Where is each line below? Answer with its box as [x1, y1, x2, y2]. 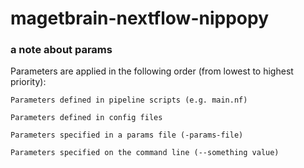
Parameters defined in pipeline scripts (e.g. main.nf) [10, 95, 248, 106]
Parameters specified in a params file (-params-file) [10, 130, 244, 141]
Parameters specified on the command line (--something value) [10, 148, 280, 158]
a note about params [10, 43, 113, 57]
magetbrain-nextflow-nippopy [10, 7, 269, 30]
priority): [10, 76, 47, 88]
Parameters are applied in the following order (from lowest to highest [10, 65, 294, 77]
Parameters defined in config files [10, 113, 163, 123]
